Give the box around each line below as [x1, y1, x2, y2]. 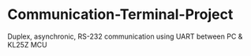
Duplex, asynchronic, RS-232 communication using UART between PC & [7, 32, 243, 41]
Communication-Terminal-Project [7, 6, 234, 24]
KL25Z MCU [7, 39, 48, 49]
